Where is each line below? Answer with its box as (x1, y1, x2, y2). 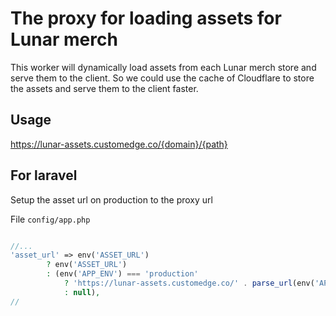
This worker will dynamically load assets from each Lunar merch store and (10, 61, 317, 73)
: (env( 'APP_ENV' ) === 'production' (46, 269, 199, 279)
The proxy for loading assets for (10, 7, 282, 30)
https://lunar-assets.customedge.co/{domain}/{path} (10, 138, 228, 150)
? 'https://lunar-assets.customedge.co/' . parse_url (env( (63, 278, 315, 289)
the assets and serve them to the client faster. (10, 82, 199, 94)
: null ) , (63, 287, 101, 297)
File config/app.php (10, 213, 91, 225)
